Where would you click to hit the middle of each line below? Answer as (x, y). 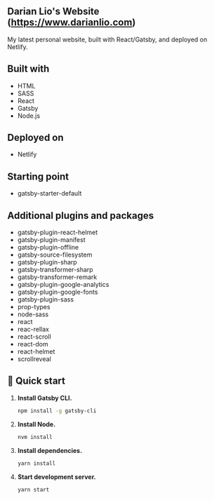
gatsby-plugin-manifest (51, 240)
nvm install (35, 437)
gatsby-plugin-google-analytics (63, 285)
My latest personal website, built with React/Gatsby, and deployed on (107, 39)
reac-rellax (33, 330)
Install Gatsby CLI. (45, 398)
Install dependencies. (50, 450)
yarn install (36, 463)
